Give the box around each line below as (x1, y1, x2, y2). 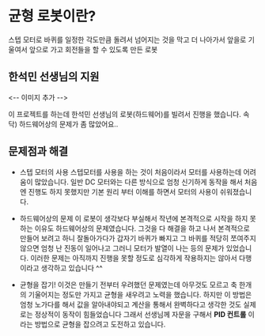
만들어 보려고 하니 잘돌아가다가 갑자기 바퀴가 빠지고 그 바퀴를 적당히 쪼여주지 (19, 233, 257, 243)
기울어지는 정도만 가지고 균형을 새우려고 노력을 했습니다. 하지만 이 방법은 (28, 289, 252, 299)
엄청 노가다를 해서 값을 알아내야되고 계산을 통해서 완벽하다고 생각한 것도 (19, 300, 242, 309)
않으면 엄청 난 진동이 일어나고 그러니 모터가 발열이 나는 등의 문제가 (19, 243, 225, 253)
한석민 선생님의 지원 (8, 70, 100, 84)
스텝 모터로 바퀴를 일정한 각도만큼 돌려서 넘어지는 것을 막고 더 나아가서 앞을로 (8, 35, 247, 44)
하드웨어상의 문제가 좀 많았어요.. (18, 119, 119, 129)
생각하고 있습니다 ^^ (40, 262, 103, 273)
